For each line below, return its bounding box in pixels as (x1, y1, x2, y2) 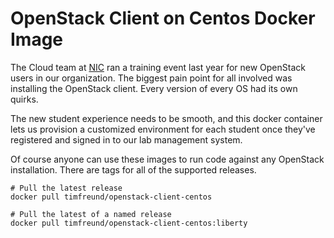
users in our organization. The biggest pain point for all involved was (10, 72, 293, 84)
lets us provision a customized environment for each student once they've (10, 123, 316, 135)
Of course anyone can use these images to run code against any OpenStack (10, 153, 325, 165)
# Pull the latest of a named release (10, 209, 172, 219)
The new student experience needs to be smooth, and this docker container (10, 112, 323, 124)
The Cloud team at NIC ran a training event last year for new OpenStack (10, 61, 306, 73)
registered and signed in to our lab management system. (10, 133, 243, 146)
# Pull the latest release (10, 183, 123, 193)
